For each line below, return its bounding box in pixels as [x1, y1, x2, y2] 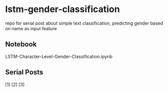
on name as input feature [5, 25, 57, 31]
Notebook [5, 40, 37, 49]
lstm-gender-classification [5, 4, 120, 15]
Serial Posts [5, 68, 44, 76]
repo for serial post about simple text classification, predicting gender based [5, 20, 163, 26]
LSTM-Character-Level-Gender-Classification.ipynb [5, 53, 113, 59]
